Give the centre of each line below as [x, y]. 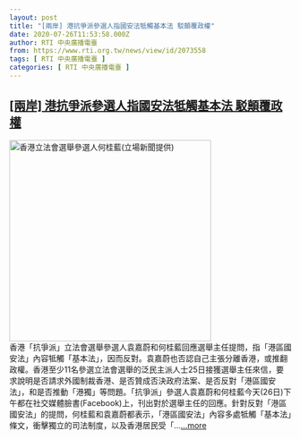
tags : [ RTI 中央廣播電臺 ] [57, 59]
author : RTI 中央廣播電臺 [54, 42]
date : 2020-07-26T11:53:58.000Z [69, 34]
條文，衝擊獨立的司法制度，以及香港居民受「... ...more [108, 425]
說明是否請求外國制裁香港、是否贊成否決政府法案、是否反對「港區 [138, 380]
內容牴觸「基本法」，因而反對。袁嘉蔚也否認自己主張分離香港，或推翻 [160, 358]
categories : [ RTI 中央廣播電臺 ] [69, 68]
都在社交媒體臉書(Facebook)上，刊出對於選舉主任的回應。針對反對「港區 [152, 402]
